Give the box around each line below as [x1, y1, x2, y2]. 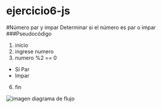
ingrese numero [14, 47, 54, 55]
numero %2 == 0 [14, 54, 57, 61]
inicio [14, 42, 29, 49]
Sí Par [14, 65, 30, 72]
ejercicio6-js [6, 4, 70, 18]
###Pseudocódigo [6, 30, 52, 37]
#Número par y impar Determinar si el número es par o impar [6, 24, 156, 31]
